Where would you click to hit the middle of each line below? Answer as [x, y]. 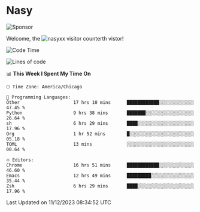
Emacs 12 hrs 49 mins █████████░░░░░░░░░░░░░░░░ [100, 176]
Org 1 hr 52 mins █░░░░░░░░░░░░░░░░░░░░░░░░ [100, 134]
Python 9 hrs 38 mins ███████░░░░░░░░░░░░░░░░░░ [100, 113]
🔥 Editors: [20, 160]
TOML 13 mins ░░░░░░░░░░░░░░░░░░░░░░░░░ [100, 144]
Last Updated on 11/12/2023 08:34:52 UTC [59, 202]
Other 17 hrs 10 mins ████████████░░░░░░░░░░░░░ [100, 102]
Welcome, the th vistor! [65, 38]
